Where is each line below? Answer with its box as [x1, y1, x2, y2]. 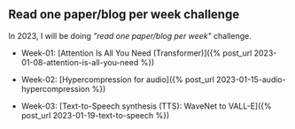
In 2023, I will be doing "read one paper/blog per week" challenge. [8, 30, 252, 41]
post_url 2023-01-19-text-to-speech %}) [20, 110, 170, 120]
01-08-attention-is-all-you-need [20, 57, 139, 67]
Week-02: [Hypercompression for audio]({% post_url [20, 74, 214, 85]
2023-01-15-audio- [215, 74, 286, 85]
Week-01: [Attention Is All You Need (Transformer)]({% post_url [20, 48, 252, 58]
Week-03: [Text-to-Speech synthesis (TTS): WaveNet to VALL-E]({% [20, 101, 272, 111]
